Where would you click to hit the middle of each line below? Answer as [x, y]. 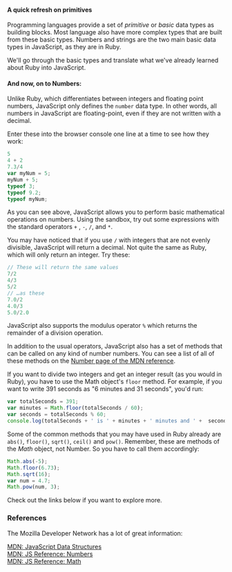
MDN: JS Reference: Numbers [50, 554]
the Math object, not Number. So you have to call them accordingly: [103, 448]
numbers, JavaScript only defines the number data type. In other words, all [112, 106]
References [27, 518]
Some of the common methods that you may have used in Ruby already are [114, 434]
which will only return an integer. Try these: [69, 255]
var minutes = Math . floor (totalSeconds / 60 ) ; [75, 408]
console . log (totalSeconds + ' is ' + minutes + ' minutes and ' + [105, 421]
